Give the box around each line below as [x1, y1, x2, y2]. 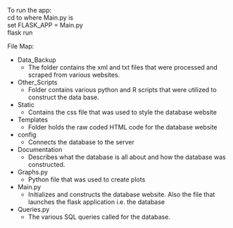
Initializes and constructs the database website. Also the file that [27, 190, 215, 198]
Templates [17, 115, 48, 124]
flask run [7, 28, 33, 37]
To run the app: [7, 6, 52, 14]
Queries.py [17, 205, 50, 213]
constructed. [27, 160, 65, 168]
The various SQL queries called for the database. [27, 213, 171, 221]
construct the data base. [27, 93, 100, 101]
